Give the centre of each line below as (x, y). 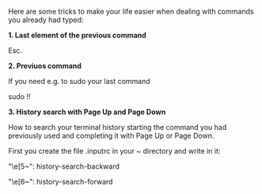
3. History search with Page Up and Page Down (87, 112)
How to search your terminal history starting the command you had (118, 127)
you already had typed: (46, 20)
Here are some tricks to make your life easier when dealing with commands (131, 11)
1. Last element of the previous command (77, 35)
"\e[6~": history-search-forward (61, 182)
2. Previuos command (45, 66)
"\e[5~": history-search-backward (64, 166)
